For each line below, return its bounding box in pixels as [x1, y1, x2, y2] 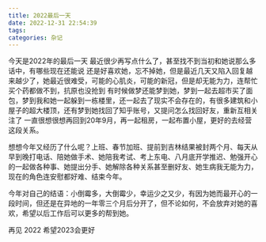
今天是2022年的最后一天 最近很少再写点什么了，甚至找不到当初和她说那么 [8, 56, 249, 66]
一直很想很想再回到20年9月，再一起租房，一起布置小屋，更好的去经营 [23, 115, 252, 125]
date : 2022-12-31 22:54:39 [8, 19, 97, 27]
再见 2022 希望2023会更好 [8, 225, 95, 235]
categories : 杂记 [8, 33, 63, 42]
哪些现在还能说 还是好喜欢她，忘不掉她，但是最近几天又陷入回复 [35, 66, 246, 76]
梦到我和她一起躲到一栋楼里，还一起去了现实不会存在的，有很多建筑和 [21, 96, 251, 105]
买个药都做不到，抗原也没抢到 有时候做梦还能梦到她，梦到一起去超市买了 [8, 86, 246, 96]
